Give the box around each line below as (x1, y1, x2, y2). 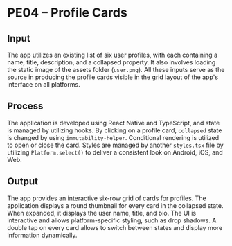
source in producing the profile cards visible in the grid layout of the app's (7, 73, 219, 81)
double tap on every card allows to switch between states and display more (7, 223, 223, 231)
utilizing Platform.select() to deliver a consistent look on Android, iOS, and (7, 148, 223, 157)
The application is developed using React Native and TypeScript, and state (7, 118, 220, 127)
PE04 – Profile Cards (7, 5, 128, 21)
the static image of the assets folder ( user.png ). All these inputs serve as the (7, 66, 225, 73)
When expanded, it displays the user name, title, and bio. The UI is (7, 209, 197, 217)
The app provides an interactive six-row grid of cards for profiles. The (7, 194, 206, 202)
